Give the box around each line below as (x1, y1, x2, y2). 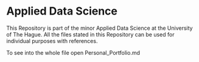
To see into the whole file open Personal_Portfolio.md (6, 49, 141, 56)
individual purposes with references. (6, 37, 98, 44)
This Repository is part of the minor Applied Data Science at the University (6, 24, 193, 32)
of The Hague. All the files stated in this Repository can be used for (6, 30, 175, 38)
